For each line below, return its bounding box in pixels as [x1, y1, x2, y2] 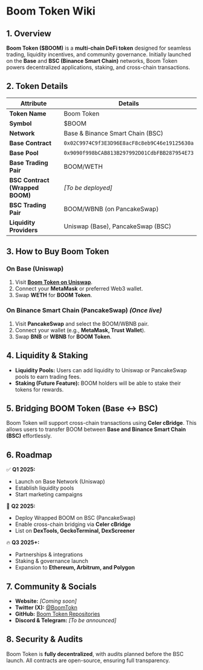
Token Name [9, 109, 47, 117]
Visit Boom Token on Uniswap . [14, 278, 92, 286]
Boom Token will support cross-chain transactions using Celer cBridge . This [6, 419, 197, 427]
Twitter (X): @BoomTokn [14, 604, 77, 611]
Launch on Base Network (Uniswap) [14, 478, 106, 485]
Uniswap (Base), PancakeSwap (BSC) [63, 222, 172, 231]
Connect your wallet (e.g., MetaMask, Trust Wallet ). [14, 326, 146, 333]
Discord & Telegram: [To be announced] [14, 617, 117, 624]
